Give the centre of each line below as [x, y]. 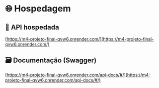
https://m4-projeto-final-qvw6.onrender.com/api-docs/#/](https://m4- [79, 75]
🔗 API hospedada [32, 27]
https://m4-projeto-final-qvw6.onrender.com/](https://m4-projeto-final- [80, 39]
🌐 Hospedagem [38, 9]
